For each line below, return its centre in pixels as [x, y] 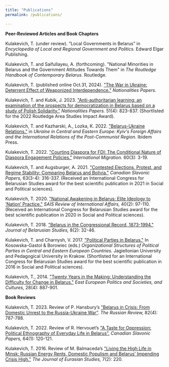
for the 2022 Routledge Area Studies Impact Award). [60, 116]
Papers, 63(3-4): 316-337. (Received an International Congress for [75, 178]
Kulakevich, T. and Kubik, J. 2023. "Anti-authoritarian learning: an [74, 100]
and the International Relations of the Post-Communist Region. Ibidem [79, 137]
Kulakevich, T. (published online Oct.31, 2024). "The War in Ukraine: [76, 85]
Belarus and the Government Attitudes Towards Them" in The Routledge [81, 70]
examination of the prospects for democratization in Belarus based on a [80, 105]
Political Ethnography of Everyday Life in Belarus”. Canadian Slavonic [78, 333]
